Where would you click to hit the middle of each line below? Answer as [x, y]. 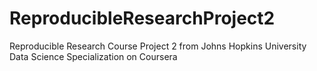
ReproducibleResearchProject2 [142, 18]
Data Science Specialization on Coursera [93, 56]
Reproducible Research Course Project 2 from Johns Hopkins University [158, 46]
